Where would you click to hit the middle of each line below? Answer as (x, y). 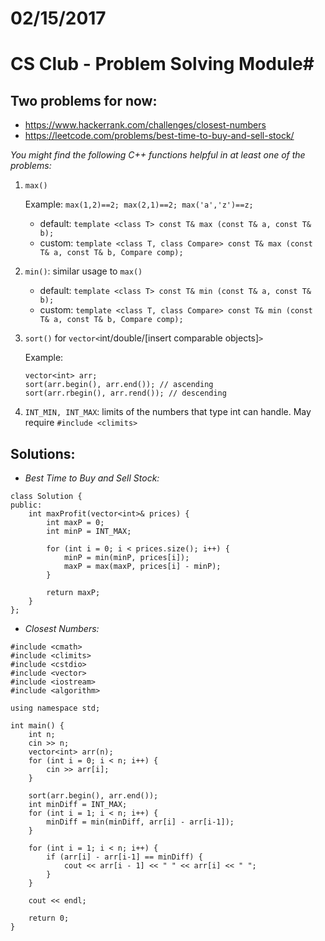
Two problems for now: (84, 100)
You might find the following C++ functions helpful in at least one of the (158, 155)
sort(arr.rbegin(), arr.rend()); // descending (125, 393)
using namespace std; (55, 708)
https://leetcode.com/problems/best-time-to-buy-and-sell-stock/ (159, 136)
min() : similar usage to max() (83, 271)
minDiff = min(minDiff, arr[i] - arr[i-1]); (140, 822)
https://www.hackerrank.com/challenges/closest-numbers (145, 125)
